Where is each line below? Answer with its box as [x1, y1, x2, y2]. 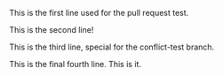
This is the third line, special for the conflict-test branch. [9, 42, 215, 52]
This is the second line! [9, 25, 94, 34]
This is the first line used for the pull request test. [9, 8, 189, 18]
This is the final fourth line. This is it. [9, 59, 142, 69]
